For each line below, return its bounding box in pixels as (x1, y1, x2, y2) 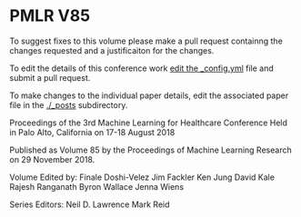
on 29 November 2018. (9, 153, 95, 164)
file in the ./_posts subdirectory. (9, 99, 128, 110)
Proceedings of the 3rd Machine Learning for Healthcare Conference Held (9, 117, 288, 128)
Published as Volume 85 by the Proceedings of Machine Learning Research (9, 144, 293, 155)
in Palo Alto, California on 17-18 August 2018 (9, 126, 176, 137)
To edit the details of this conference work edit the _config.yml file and (9, 63, 275, 74)
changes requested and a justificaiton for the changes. (9, 44, 215, 55)
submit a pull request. (9, 72, 91, 83)
